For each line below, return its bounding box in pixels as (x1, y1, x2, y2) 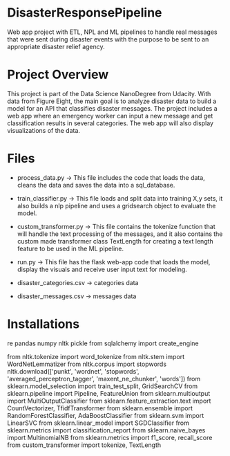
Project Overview (7, 67, 109, 82)
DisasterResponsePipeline (7, 5, 162, 21)
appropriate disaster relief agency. (7, 42, 105, 51)
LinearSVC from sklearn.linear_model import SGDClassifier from (7, 419, 190, 427)
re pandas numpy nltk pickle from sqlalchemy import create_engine (7, 339, 199, 347)
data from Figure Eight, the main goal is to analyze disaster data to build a (7, 97, 217, 105)
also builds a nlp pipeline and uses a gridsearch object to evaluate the (17, 201, 216, 210)
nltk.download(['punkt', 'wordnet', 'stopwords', (7, 367, 140, 375)
